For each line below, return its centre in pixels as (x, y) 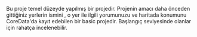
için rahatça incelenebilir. (37, 27)
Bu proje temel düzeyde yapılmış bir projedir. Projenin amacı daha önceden (98, 9)
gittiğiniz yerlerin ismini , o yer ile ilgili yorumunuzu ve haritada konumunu (96, 15)
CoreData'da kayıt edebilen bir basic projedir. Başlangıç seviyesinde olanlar (99, 21)
